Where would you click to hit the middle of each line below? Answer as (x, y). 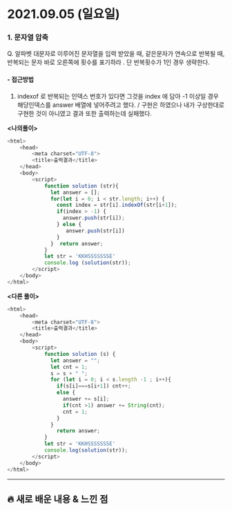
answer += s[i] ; (86, 399)
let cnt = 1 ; (69, 367)
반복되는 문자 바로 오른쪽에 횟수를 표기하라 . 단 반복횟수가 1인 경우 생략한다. (109, 62)
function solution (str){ (81, 186)
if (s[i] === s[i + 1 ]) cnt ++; (94, 386)
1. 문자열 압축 (28, 37)
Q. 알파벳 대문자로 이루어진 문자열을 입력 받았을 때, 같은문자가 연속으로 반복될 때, (116, 54)
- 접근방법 (21, 79)
